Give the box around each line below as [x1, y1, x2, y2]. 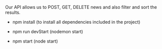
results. [5, 9, 21, 15]
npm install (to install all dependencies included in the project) [12, 19, 140, 25]
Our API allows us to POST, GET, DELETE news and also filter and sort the [5, 4, 157, 10]
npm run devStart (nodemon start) [12, 29, 83, 34]
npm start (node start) [12, 38, 58, 44]
